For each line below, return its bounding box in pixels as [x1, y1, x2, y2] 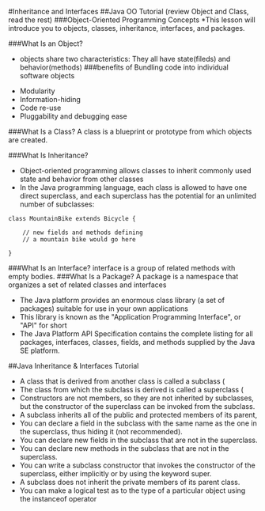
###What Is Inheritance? [8, 150, 89, 160]
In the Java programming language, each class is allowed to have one [19, 183, 248, 192]
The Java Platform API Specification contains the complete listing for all [19, 329, 253, 339]
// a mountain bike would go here [22, 236, 136, 244]
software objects [19, 71, 75, 80]
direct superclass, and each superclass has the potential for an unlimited [19, 191, 257, 200]
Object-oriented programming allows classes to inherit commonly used [19, 166, 252, 175]
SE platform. [19, 346, 61, 355]
